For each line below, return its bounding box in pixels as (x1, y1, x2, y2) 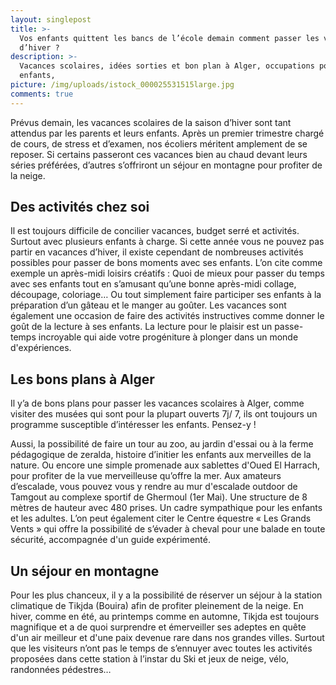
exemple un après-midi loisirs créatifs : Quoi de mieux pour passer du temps (10, 267, 325, 280)
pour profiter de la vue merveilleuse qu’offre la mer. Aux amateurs (10, 470, 282, 482)
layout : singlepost (10, 14, 92, 25)
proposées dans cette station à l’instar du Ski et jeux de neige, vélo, (10, 653, 290, 665)
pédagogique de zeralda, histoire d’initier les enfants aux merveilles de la (10, 449, 312, 461)
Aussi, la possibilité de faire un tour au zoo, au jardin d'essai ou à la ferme (10, 438, 314, 450)
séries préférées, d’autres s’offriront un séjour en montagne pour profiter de (10, 159, 323, 171)
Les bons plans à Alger (10, 371, 155, 388)
